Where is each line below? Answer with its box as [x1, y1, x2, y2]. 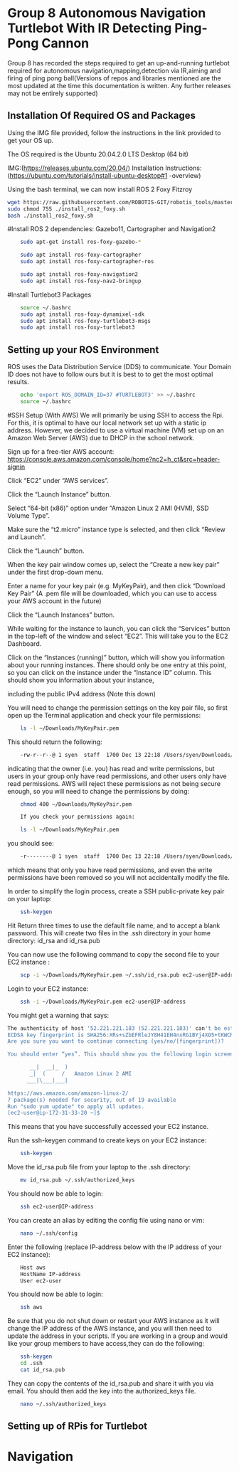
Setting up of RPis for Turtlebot [7, 1420, 148, 1433]
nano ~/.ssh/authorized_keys [20, 1400, 107, 1408]
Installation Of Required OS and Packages [7, 110, 196, 122]
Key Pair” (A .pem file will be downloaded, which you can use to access [7, 589, 217, 598]
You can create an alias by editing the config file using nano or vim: [7, 1216, 205, 1224]
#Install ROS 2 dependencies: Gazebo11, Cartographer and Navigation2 [7, 225, 216, 233]
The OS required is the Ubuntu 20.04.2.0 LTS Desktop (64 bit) [7, 149, 188, 158]
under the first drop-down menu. [7, 568, 104, 576]
